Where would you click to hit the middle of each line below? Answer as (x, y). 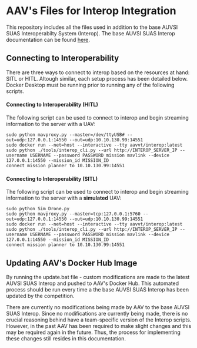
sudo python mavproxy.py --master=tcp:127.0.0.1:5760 (74, 214)
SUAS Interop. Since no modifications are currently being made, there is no (97, 313)
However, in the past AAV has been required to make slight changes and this (99, 326)
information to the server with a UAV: (51, 124)
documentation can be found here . (48, 39)
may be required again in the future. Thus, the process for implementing (93, 332)
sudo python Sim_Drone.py (38, 209)
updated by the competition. (40, 296)
